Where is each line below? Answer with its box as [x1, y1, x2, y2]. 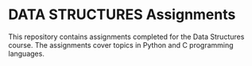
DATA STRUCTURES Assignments [8, 6, 236, 24]
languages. [8, 49, 45, 58]
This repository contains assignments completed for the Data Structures [8, 32, 245, 41]
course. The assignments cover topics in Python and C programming [8, 40, 234, 49]
